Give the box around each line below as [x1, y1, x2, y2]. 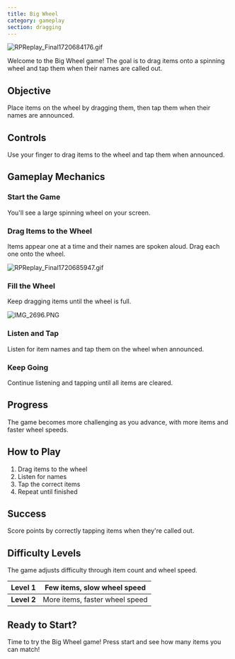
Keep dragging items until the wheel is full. [7, 297, 132, 305]
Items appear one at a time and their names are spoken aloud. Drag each [7, 242, 220, 250]
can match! [7, 645, 40, 653]
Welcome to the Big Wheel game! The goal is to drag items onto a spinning [7, 57, 225, 65]
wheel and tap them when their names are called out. [7, 64, 163, 73]
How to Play [7, 446, 62, 458]
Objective [7, 84, 52, 96]
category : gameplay [7, 17, 65, 24]
